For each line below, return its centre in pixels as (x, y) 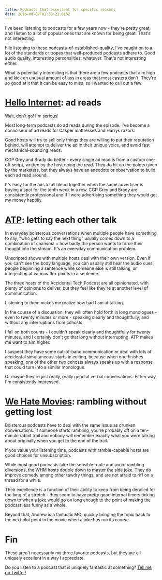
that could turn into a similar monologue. (45, 367)
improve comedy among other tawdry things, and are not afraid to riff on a (79, 475)
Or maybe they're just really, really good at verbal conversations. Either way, (81, 377)
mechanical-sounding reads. (34, 150)
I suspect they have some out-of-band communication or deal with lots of (78, 352)
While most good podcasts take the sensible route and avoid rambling (74, 465)
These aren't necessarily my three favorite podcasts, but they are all (73, 553)
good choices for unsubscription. (38, 456)
